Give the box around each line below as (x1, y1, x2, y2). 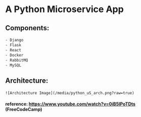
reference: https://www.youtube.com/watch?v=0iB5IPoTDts (5, 101, 135, 107)
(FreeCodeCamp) (5, 106, 42, 112)
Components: (5, 24, 50, 32)
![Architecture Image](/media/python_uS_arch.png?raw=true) (5, 90, 135, 95)
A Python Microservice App (5, 4, 124, 15)
